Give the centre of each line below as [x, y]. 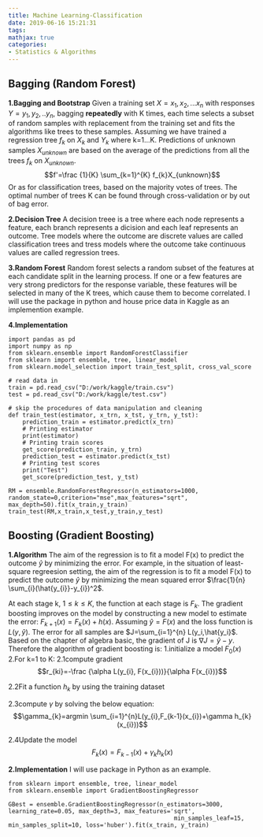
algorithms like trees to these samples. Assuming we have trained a [117, 131]
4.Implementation [38, 324]
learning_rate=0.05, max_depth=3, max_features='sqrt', [102, 811]
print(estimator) [51, 435]
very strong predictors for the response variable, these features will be [123, 284]
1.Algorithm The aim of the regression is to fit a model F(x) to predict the [126, 554]
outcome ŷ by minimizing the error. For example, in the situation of [116, 563]
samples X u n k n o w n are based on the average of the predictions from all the [129, 151]
